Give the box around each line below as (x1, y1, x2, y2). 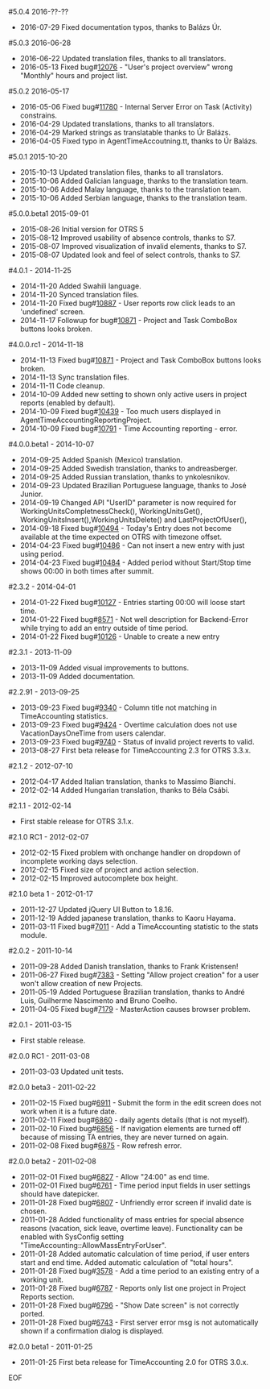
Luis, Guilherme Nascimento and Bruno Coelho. (19, 996, 178, 1005)
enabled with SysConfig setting (19, 1232, 125, 1242)
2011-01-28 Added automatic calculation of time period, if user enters (19, 1249, 251, 1258)
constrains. (19, 110, 58, 120)
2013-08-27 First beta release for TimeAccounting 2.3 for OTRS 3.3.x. (19, 745, 252, 755)
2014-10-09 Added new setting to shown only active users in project (19, 390, 247, 399)
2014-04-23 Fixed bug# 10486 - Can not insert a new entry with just (19, 541, 245, 550)
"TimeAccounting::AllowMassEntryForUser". (19, 1241, 167, 1250)
